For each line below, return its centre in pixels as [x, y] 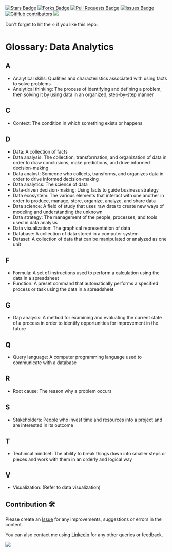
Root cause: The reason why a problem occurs [62, 391]
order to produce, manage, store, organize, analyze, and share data [84, 201]
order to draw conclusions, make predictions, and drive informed [81, 162]
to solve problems [32, 84]
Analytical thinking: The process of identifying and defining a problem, [87, 89]
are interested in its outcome [43, 425]
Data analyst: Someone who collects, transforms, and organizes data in [88, 173]
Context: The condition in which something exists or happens [78, 123]
